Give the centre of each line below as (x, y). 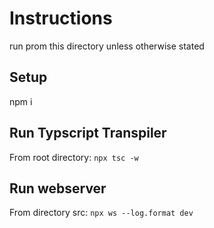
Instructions (61, 18)
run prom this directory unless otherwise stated (107, 46)
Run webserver (58, 188)
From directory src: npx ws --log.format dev (101, 213)
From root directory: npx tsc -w (74, 157)
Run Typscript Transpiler (88, 133)
